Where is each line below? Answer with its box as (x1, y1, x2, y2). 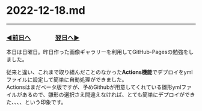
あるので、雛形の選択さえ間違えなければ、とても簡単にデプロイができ (22, 91, 195, 98)
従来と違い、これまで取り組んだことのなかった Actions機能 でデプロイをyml (6, 68, 193, 76)
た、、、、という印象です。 (6, 98, 67, 106)
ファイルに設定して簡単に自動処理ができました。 (6, 76, 127, 83)
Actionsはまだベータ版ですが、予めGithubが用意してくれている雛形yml (6, 83, 182, 91)
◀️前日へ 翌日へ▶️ (6, 34, 80, 42)
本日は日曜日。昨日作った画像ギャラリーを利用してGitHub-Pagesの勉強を (6, 49, 189, 56)
